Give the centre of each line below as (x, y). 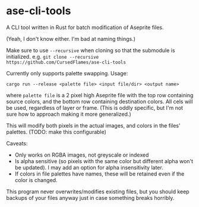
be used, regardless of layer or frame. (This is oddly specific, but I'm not (94, 107)
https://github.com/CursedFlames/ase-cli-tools (66, 62)
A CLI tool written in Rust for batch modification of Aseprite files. (85, 27)
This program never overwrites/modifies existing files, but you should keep (98, 192)
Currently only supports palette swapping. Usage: (67, 73)
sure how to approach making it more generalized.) (69, 114)
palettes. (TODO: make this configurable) (56, 132)
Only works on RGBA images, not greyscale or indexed (82, 155)
